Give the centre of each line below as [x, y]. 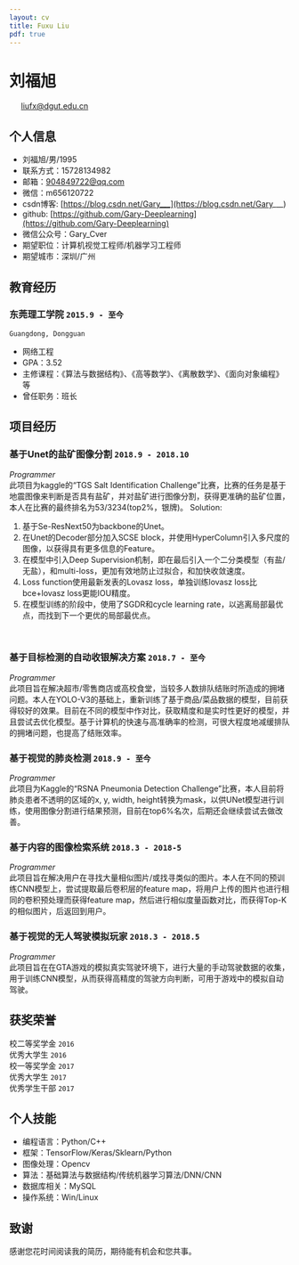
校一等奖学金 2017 [42, 1065]
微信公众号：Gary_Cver [65, 234]
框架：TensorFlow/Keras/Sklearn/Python [97, 1153]
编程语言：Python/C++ [64, 1142]
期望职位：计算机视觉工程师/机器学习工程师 [101, 245]
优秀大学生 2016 [38, 1054]
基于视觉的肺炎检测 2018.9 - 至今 [80, 758]
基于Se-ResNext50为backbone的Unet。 [95, 526]
